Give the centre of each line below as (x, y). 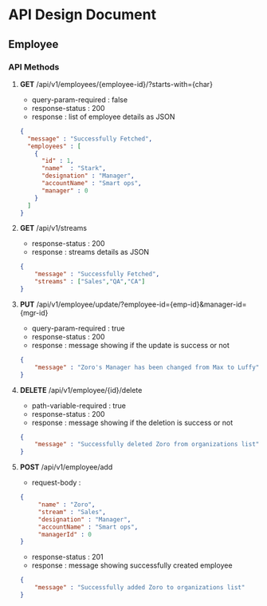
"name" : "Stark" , (73, 168)
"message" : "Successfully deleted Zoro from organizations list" (147, 445)
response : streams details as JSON (90, 252)
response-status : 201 (67, 557)
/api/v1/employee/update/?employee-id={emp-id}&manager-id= (141, 304)
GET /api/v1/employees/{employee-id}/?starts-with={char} (116, 84)
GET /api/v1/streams (53, 228)
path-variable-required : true (79, 406)
